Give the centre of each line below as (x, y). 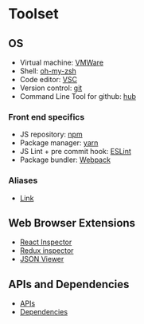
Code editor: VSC (49, 79)
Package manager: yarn (59, 143)
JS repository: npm (51, 134)
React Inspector (46, 242)
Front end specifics (47, 117)
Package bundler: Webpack (65, 160)
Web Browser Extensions (72, 223)
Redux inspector (47, 251)
